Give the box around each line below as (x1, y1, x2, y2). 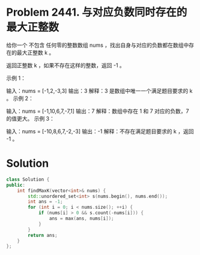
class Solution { (6, 176, 50, 182)
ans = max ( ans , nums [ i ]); (49, 215, 114, 221)
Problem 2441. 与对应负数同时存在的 (6, 5, 187, 19)
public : (6, 182, 26, 188)
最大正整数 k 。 (16, 49, 55, 56)
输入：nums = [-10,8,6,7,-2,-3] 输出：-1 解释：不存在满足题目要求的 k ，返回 (6, 127, 194, 135)
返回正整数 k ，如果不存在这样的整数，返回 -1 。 (6, 61, 125, 69)
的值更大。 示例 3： (6, 115, 55, 122)
